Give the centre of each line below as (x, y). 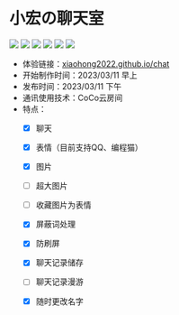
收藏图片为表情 (63, 205)
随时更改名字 (59, 301)
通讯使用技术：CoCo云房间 (72, 97)
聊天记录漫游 (59, 282)
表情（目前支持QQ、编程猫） (89, 147)
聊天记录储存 (59, 263)
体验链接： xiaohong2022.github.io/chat (96, 63)
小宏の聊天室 (57, 19)
